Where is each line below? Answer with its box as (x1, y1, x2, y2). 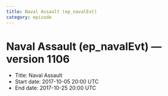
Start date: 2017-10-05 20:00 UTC (14, 78, 99, 85)
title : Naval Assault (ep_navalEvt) (6, 8, 97, 15)
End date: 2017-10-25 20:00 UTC (14, 84, 97, 92)
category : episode (6, 14, 52, 20)
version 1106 (6, 52, 70, 66)
